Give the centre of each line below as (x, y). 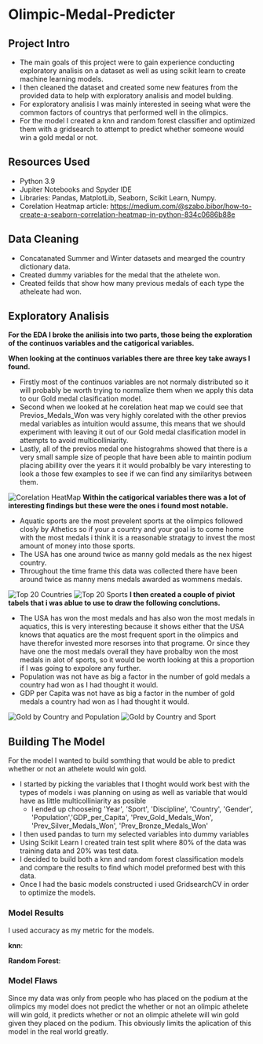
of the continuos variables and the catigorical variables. (101, 343)
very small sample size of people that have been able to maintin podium (135, 457)
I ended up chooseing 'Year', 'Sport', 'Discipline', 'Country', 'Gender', (142, 809)
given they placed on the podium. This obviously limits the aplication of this (130, 1023)
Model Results (36, 913)
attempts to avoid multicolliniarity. (74, 441)
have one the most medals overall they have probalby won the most (129, 652)
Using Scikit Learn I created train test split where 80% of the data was (133, 843)
